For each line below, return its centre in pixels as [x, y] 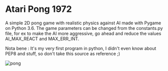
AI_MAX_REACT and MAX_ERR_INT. [42, 39]
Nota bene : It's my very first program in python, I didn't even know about [81, 48]
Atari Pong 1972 [38, 9]
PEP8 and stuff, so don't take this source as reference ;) [63, 54]
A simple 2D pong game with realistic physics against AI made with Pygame [83, 23]
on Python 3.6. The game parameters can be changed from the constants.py [84, 28]
